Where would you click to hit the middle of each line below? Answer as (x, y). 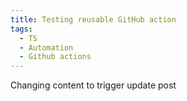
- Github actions (55, 57)
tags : (21, 29)
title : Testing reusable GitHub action (93, 19)
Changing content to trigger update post (93, 85)
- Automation (46, 47)
